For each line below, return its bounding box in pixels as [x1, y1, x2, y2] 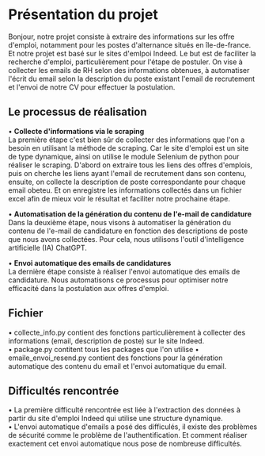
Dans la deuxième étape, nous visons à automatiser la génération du [8, 217, 232, 227]
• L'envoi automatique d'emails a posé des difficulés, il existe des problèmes [8, 422, 258, 431]
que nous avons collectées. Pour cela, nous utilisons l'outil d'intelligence [8, 234, 244, 243]
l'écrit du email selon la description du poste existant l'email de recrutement [8, 74, 256, 83]
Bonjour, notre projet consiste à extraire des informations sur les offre [8, 32, 235, 41]
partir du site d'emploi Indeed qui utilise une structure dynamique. [8, 414, 223, 423]
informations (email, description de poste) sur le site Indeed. [8, 335, 205, 346]
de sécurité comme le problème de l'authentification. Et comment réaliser [8, 431, 248, 440]
